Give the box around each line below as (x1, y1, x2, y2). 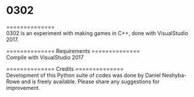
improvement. (6, 84, 41, 91)
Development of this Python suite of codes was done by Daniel (6, 71, 161, 79)
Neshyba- (162, 71, 187, 79)
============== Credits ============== (6, 65, 124, 72)
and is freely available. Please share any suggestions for (21, 78, 160, 85)
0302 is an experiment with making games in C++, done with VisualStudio (6, 29, 189, 36)
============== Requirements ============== (6, 47, 140, 54)
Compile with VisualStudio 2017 (6, 54, 84, 61)
